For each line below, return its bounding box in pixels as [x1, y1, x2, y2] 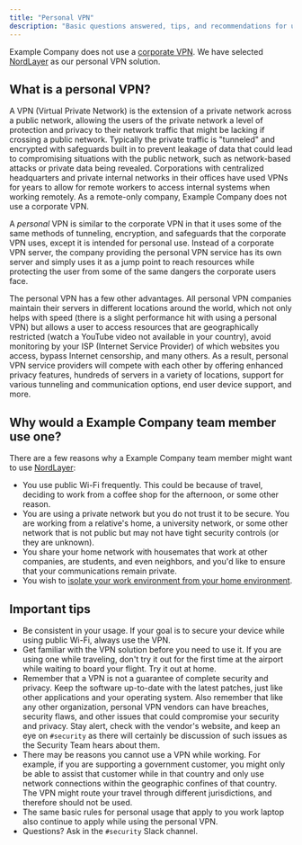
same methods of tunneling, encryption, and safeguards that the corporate [9, 228, 287, 239]
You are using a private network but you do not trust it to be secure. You [22, 509, 290, 520]
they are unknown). [22, 537, 94, 548]
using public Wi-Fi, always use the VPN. [22, 635, 171, 645]
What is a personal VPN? [9, 82, 151, 97]
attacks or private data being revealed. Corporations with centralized [9, 163, 264, 173]
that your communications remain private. [22, 565, 177, 576]
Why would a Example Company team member [9, 414, 277, 430]
